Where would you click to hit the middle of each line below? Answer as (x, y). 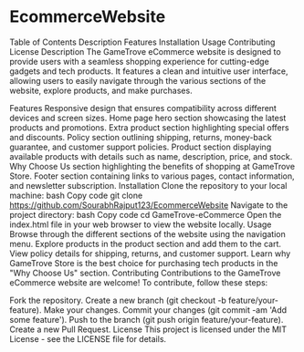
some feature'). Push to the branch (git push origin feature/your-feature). (147, 319)
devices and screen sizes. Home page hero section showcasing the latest (148, 118)
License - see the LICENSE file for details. (88, 338)
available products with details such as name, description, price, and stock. (151, 156)
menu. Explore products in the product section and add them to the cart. (145, 243)
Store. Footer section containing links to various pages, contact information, (152, 176)
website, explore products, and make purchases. (101, 90)
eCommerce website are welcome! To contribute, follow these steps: (139, 282)
